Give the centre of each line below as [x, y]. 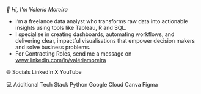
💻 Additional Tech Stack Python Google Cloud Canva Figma [82, 85]
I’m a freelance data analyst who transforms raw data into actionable [101, 21]
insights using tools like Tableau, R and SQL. [71, 28]
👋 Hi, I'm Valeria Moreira [37, 9]
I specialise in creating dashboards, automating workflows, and [95, 34]
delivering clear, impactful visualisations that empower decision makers [105, 41]
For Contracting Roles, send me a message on [73, 54]
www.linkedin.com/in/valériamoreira [60, 60]
